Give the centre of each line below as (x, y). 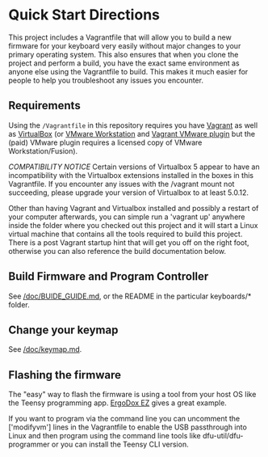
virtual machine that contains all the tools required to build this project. (126, 234)
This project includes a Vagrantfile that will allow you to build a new (120, 37)
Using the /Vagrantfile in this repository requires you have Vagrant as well (133, 125)
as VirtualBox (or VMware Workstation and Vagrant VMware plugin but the (132, 133)
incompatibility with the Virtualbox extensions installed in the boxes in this (131, 175)
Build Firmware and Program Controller (109, 277)
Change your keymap (63, 330)
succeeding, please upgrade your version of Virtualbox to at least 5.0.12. (128, 193)
